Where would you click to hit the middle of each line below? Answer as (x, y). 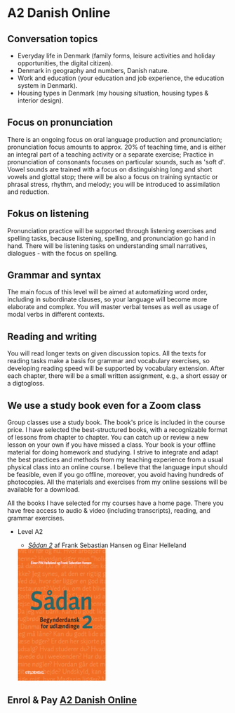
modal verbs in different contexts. (56, 315)
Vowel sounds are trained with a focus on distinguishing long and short (110, 169)
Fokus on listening (48, 214)
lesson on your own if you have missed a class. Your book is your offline (112, 445)
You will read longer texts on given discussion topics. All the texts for (107, 353)
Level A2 (30, 532)
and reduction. (28, 192)
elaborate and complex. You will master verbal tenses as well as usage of (113, 307)
